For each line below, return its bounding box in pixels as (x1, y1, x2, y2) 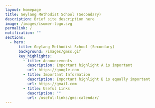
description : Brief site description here (5, 16, 95, 21)
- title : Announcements (23, 58, 72, 63)
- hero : (9, 40, 26, 45)
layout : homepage (5, 7, 41, 12)
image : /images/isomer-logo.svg (5, 21, 72, 26)
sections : (5, 35, 26, 40)
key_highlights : (18, 53, 52, 59)
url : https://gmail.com (27, 81, 77, 86)
